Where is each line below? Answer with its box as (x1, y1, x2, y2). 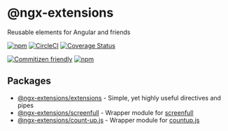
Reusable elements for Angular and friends (7, 28, 131, 36)
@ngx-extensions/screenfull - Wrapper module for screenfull (17, 108, 194, 116)
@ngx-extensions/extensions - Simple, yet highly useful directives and (17, 93, 222, 102)
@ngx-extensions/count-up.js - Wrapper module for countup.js (17, 116, 200, 124)
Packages (7, 75, 51, 87)
